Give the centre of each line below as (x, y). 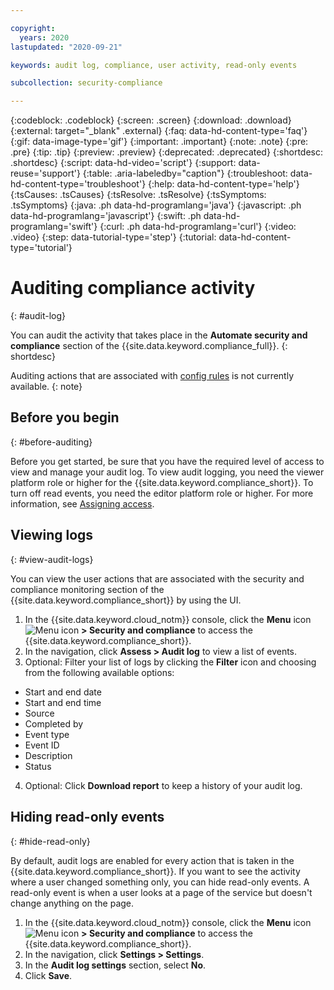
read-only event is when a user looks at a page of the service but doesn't (161, 892)
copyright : (33, 28)
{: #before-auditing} (51, 442)
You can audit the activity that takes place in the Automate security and (159, 335)
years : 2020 (44, 37)
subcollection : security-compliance (86, 83)
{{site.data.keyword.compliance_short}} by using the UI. (126, 600)
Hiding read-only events (87, 817)
